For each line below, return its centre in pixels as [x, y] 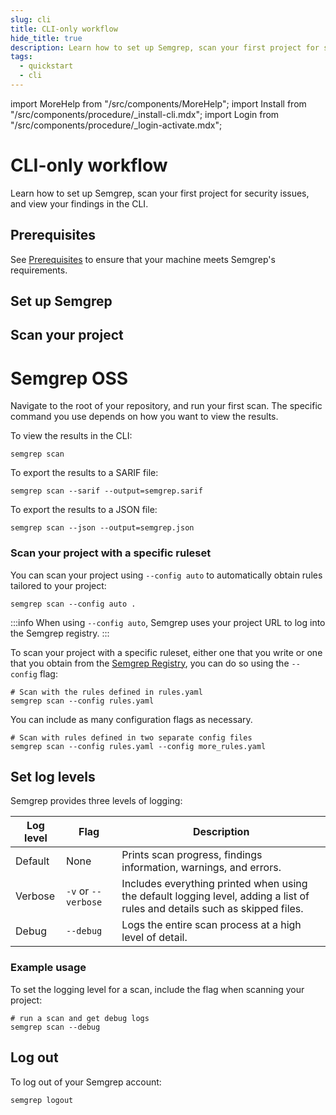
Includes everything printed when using [214, 884]
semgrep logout [42, 1100]
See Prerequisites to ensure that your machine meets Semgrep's [143, 259]
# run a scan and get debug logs [80, 1018]
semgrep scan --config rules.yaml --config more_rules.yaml [138, 746]
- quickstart [46, 66]
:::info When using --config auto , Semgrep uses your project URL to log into [168, 622]
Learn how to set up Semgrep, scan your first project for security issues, [160, 193]
